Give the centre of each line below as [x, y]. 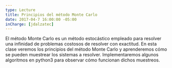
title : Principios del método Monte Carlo [51, 15]
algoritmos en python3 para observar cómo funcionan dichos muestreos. [83, 60]
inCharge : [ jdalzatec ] [30, 24]
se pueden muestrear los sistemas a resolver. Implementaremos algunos [82, 55]
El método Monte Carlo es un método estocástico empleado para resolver [83, 39]
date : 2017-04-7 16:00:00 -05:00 [41, 19]
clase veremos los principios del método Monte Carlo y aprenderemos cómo [86, 49]
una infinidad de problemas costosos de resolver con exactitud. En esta [81, 44]
